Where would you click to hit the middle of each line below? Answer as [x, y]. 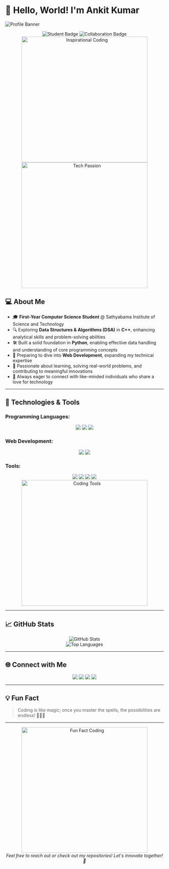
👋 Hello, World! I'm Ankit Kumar [72, 10]
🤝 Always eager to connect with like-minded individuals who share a [83, 376]
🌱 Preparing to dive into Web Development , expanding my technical [83, 355]
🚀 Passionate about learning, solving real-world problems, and [77, 366]
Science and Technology [38, 324]
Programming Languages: [38, 417]
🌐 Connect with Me [36, 665]
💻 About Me [25, 302]
